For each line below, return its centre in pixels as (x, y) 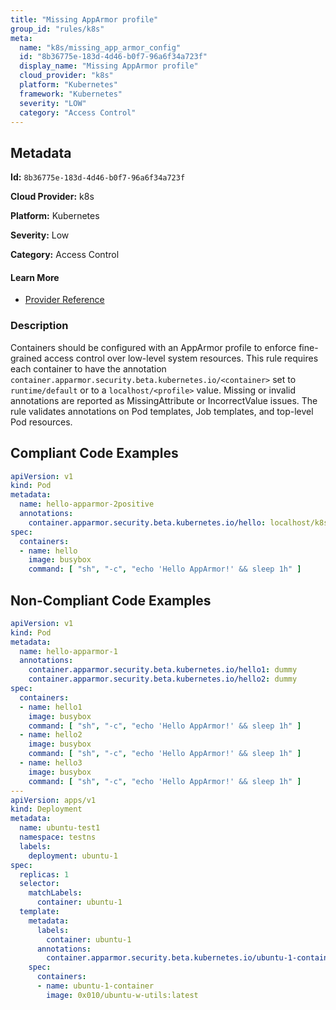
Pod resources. (41, 422)
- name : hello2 (51, 735)
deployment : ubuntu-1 (73, 856)
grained (26, 358)
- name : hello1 (51, 707)
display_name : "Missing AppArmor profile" (109, 66)
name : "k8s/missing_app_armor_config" (100, 47)
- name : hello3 (51, 763)
